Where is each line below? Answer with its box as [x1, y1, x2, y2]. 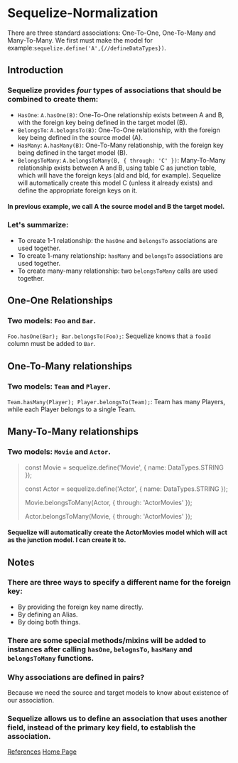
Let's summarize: [7, 220, 69, 230]
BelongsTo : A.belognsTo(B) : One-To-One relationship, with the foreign [17, 126, 220, 134]
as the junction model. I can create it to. [7, 536, 126, 544]
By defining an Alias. [17, 610, 78, 619]
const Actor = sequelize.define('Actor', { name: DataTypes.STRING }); [24, 485, 229, 493]
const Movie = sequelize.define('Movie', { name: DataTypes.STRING [24, 463, 224, 472]
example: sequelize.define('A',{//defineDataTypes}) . [7, 43, 167, 52]
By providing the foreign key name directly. [17, 602, 144, 611]
